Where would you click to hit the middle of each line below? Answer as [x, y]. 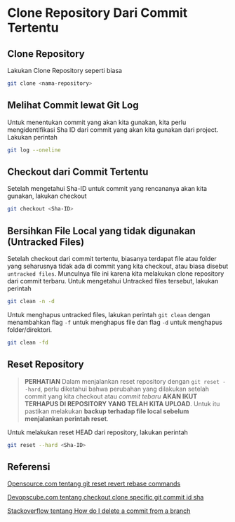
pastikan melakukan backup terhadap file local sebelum [107, 411]
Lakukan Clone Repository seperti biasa [65, 71]
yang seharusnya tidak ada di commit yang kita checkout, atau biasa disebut [118, 266]
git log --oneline [34, 150]
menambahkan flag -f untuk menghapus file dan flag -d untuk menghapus [115, 322]
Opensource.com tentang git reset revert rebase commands [94, 484]
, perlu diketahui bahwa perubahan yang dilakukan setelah [125, 389]
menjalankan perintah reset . [66, 418]
